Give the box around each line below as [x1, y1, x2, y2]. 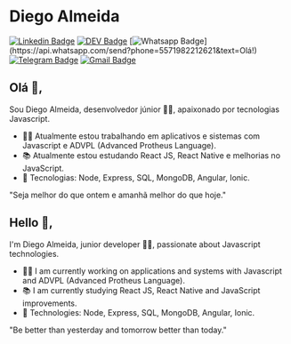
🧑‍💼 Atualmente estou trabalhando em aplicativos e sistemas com [21, 131, 261, 141]
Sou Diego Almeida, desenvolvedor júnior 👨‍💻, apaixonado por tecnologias [9, 104, 280, 115]
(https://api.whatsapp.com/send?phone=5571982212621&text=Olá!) [9, 44, 258, 55]
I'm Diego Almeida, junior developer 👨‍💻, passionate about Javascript [9, 238, 261, 250]
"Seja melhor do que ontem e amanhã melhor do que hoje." [9, 189, 227, 200]
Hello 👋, [9, 215, 53, 230]
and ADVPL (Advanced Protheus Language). [21, 275, 185, 285]
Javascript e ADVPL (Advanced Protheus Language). [21, 140, 216, 150]
